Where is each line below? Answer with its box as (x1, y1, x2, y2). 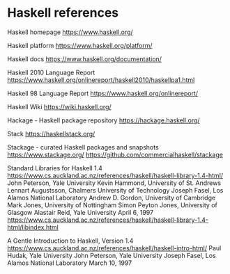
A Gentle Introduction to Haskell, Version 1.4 (7, 236, 134, 245)
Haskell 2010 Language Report (7, 68, 95, 76)
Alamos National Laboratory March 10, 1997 (7, 259, 132, 267)
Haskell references (7, 5, 119, 21)
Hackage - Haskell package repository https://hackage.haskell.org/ (7, 116, 200, 124)
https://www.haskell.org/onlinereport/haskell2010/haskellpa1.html (7, 75, 195, 84)
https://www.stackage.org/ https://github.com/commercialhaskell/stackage (7, 150, 223, 159)
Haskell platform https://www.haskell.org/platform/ (7, 41, 153, 49)
